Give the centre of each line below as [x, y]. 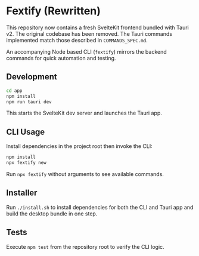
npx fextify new [26, 163]
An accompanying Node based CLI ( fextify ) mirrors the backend [86, 51]
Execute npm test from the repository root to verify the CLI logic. [85, 246]
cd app [14, 91]
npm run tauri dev [29, 102]
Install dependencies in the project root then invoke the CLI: [80, 146]
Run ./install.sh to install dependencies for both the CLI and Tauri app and [100, 207]
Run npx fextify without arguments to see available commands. [85, 174]
